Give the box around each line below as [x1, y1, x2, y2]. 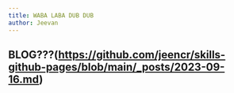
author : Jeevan [8, 19, 59, 27]
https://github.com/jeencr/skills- [58, 48, 226, 61]
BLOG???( [8, 48, 59, 61]
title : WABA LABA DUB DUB [8, 11, 94, 20]
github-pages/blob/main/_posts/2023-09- [8, 60, 225, 73]
